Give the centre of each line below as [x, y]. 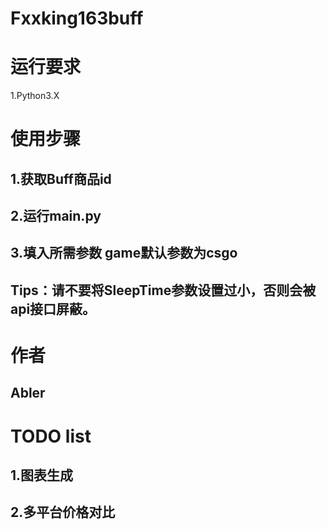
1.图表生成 [42, 475]
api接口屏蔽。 [53, 308]
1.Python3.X [35, 96]
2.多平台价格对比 [63, 512]
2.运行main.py [56, 216]
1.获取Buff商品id [61, 178]
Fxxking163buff [77, 18]
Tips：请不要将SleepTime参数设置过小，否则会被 [163, 290]
